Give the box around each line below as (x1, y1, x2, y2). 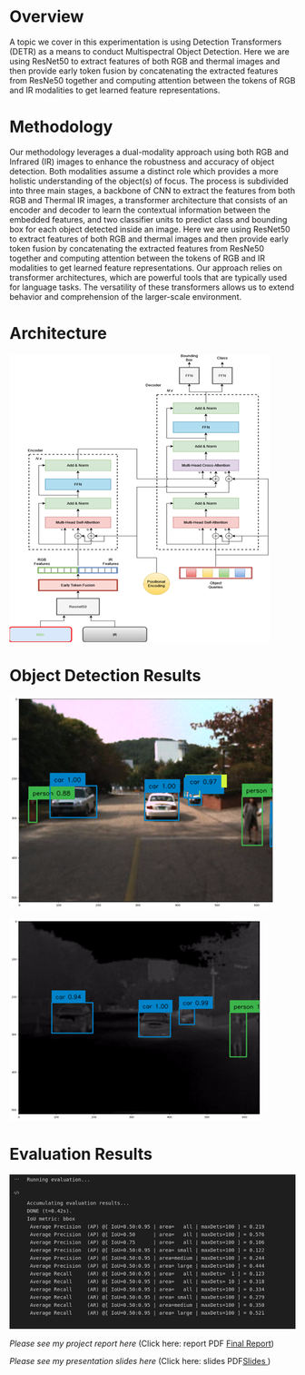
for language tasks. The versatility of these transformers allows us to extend (9, 282, 295, 292)
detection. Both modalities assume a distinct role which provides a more (9, 165, 279, 176)
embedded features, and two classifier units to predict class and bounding (9, 213, 288, 224)
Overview (9, 6, 84, 27)
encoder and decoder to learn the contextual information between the (9, 204, 271, 215)
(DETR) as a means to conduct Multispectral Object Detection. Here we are (9, 45, 290, 56)
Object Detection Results (9, 666, 202, 686)
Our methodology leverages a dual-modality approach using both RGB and (9, 146, 289, 157)
